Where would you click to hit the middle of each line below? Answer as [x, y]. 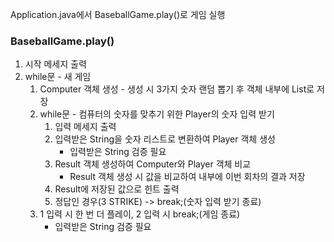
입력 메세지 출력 [85, 127]
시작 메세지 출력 [55, 64]
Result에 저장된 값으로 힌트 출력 [117, 189]
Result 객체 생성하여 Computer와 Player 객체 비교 [153, 164]
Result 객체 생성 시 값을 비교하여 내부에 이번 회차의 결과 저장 [187, 177]
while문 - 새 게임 [58, 77]
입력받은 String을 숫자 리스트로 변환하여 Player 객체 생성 [165, 139]
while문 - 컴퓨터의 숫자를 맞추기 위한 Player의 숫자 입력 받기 [157, 114]
